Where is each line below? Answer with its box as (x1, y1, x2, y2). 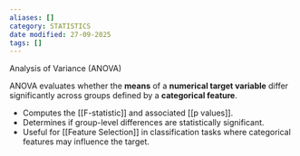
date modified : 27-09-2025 (9, 30, 111, 39)
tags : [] (9, 38, 43, 48)
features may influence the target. (22, 136, 150, 147)
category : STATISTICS (9, 22, 92, 31)
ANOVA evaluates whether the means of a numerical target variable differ (9, 80, 288, 91)
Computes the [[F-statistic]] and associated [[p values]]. (22, 107, 234, 118)
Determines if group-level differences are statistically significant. (22, 117, 265, 128)
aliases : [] (9, 13, 54, 23)
